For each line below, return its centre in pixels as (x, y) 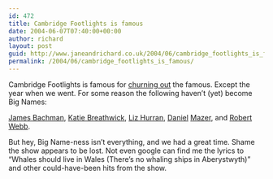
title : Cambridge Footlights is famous (76, 24)
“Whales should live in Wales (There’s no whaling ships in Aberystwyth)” (130, 159)
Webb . (19, 126)
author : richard (36, 39)
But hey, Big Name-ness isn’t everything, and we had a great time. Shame (132, 142)
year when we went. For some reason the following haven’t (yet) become (130, 93)
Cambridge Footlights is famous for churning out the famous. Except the (129, 84)
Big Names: (28, 102)
